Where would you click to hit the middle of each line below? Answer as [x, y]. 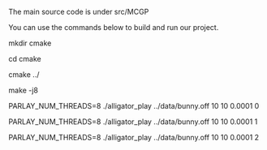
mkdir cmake [30, 43]
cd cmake [25, 59]
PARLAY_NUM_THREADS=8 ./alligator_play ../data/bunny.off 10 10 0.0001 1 [133, 122]
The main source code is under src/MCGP [79, 12]
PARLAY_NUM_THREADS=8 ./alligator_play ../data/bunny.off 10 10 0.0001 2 [134, 137]
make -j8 [24, 90]
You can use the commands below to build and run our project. [114, 27]
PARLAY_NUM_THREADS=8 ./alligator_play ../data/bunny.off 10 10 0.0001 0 [134, 106]
